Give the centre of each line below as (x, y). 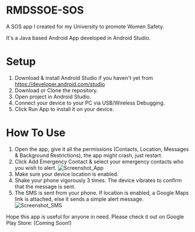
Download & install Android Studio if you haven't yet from (84, 78)
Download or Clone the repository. (56, 90)
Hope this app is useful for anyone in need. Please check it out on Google (95, 216)
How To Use (36, 133)
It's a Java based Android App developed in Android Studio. (78, 38)
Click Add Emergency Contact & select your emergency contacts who (99, 162)
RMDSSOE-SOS (45, 10)
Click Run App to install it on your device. (64, 109)
